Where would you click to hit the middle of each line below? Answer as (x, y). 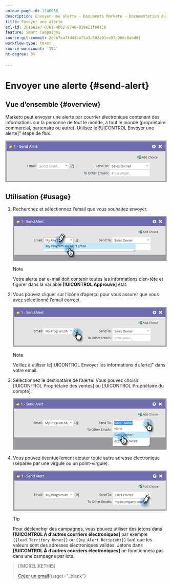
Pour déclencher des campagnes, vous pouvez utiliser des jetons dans (88, 529)
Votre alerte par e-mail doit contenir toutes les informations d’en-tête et (88, 279)
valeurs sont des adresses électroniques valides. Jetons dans (78, 545)
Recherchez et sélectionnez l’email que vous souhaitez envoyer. (80, 209)
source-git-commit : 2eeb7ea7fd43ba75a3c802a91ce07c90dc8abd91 (73, 38)
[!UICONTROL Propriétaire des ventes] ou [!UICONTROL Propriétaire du (88, 386)
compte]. (22, 391)
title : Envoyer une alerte (34, 22)
